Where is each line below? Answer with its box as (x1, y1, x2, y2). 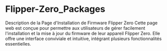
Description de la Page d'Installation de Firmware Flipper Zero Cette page (5, 20, 158, 26)
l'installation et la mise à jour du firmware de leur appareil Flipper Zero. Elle (5, 30, 160, 36)
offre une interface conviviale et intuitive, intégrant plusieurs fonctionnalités (5, 36, 162, 42)
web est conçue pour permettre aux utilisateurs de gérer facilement (5, 25, 145, 31)
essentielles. (5, 41, 31, 47)
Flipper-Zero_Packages (5, 3, 106, 15)
